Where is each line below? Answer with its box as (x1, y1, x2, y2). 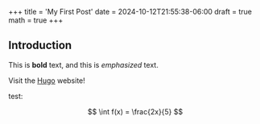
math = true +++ (8, 15, 64, 25)
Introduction (8, 39, 72, 52)
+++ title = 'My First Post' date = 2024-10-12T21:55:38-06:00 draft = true (8, 7, 252, 16)
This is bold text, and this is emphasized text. (8, 60, 159, 69)
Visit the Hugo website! (8, 76, 86, 85)
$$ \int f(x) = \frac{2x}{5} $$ (87, 106, 184, 116)
